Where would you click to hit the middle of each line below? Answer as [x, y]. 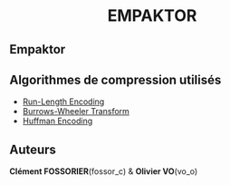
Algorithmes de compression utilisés [115, 79]
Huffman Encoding [57, 121]
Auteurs [33, 149]
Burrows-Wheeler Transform [76, 112]
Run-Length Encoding [63, 102]
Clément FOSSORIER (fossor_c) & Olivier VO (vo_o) [104, 171]
